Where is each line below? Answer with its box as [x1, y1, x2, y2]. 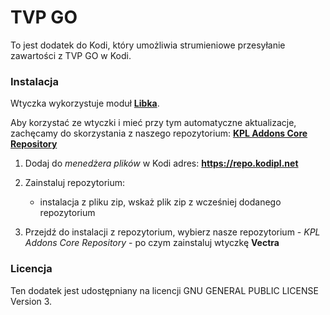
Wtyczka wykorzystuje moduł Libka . [10, 97, 160, 110]
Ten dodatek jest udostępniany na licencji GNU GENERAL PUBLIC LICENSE [10, 284, 319, 296]
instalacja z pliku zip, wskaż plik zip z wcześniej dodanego [39, 196, 282, 208]
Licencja [10, 262, 53, 276]
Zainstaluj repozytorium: [24, 177, 125, 189]
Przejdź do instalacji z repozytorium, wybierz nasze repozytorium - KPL [24, 226, 321, 238]
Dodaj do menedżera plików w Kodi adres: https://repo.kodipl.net [24, 157, 299, 170]
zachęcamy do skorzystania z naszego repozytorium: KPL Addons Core [10, 127, 308, 140]
